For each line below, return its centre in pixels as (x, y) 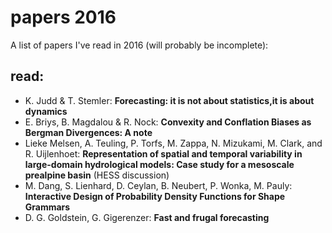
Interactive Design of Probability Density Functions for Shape (155, 196)
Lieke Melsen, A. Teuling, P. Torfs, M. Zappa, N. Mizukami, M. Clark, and (173, 143)
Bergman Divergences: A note (88, 132)
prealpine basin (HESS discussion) (97, 175)
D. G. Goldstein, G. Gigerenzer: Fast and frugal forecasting (147, 217)
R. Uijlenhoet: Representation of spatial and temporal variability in (163, 153)
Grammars (47, 207)
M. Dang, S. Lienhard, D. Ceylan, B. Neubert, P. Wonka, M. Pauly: (158, 185)
